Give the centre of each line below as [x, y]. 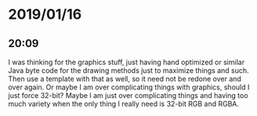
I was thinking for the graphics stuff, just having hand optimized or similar [127, 62]
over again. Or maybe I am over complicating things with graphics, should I [129, 87]
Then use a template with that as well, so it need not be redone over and [125, 79]
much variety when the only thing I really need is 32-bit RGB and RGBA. [124, 104]
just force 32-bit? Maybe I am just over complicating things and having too [128, 95]
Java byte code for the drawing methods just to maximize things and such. [128, 71]
